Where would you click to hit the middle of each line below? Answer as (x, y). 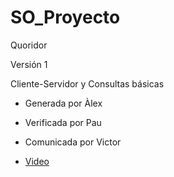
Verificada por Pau (63, 122)
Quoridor (29, 45)
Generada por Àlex (63, 103)
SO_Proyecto (65, 17)
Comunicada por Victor (73, 142)
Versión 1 (29, 64)
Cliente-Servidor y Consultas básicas (87, 83)
